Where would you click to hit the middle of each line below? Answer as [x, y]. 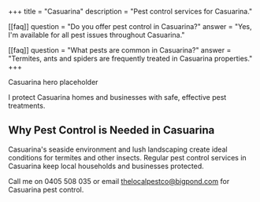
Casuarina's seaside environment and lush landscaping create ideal [118, 149]
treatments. [27, 106]
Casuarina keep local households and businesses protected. [106, 166]
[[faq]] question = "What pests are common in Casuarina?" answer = [120, 50]
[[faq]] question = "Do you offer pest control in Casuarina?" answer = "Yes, [130, 26]
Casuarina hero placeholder [53, 82]
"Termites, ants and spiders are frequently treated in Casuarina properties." [130, 59]
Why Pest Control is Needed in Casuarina [111, 130]
